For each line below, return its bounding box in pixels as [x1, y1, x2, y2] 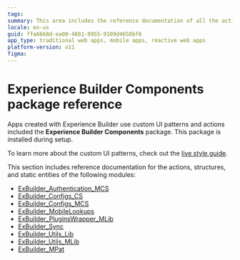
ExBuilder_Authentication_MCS [17, 184, 109, 193]
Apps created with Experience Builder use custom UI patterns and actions [7, 119, 225, 129]
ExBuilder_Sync [17, 222, 64, 231]
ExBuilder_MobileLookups [17, 206, 95, 215]
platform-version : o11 [7, 44, 75, 51]
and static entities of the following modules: [7, 170, 136, 179]
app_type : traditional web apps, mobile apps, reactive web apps [7, 37, 206, 44]
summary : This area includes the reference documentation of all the [7, 17, 219, 24]
